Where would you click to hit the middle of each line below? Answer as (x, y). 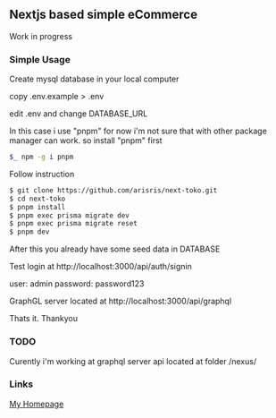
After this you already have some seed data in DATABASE (115, 249)
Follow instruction (42, 174)
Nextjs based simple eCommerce (104, 15)
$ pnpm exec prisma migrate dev (69, 215)
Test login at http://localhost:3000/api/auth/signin (100, 267)
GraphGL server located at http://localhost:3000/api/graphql (121, 301)
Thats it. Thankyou (44, 319)
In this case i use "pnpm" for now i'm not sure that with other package (138, 131)
